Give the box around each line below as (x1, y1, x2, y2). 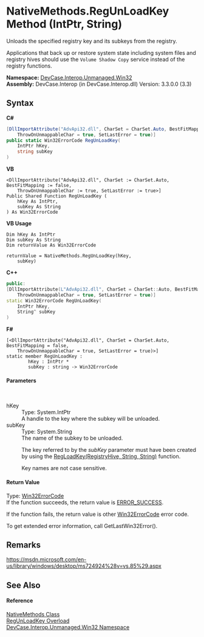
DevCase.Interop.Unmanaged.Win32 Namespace (6, 623, 130, 631)
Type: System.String (21, 428, 73, 435)
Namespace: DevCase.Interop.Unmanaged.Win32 (6, 74, 132, 81)
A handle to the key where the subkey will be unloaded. (21, 415, 160, 423)
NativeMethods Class (6, 610, 60, 618)
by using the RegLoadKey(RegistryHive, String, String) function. (21, 452, 181, 460)
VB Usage (6, 220, 32, 227)
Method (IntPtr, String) (6, 17, 123, 31)
